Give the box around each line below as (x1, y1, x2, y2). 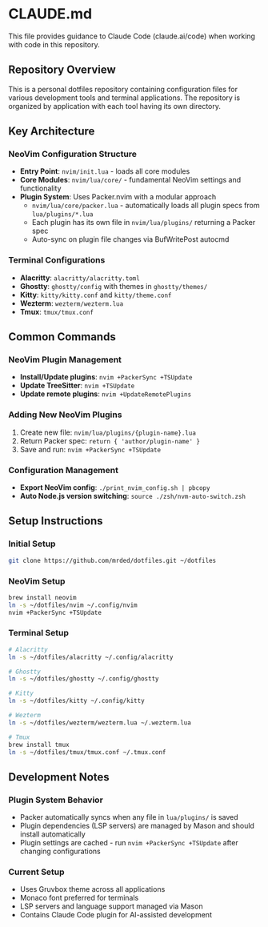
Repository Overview (8, 63, 116, 77)
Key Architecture (8, 125, 95, 138)
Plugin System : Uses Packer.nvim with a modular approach (19, 192, 217, 202)
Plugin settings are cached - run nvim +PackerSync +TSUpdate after (19, 838, 238, 848)
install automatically (19, 829, 86, 839)
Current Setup (8, 866, 66, 877)
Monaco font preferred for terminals (19, 893, 139, 903)
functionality (19, 183, 62, 193)
